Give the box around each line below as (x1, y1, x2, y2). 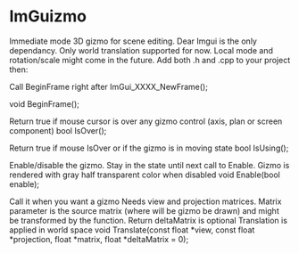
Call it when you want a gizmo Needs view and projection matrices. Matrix (9, 196, 282, 207)
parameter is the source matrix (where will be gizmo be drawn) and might (9, 205, 279, 216)
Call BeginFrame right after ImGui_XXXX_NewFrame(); (9, 81, 208, 92)
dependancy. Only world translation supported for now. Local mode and (9, 45, 274, 55)
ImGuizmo (9, 6, 87, 27)
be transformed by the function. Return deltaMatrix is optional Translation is (9, 215, 288, 225)
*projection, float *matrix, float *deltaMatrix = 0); (9, 233, 189, 244)
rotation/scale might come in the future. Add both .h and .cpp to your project (9, 54, 291, 65)
